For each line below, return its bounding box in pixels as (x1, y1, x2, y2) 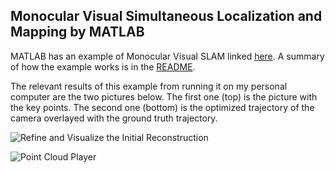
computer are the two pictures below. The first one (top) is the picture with (10, 90, 318, 103)
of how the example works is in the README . (10, 60, 196, 73)
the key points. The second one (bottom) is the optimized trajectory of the (10, 101, 315, 113)
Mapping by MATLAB (10, 24, 145, 41)
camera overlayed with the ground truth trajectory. (10, 112, 218, 124)
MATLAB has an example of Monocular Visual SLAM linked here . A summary (10, 50, 325, 62)
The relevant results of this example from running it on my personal (10, 80, 288, 92)
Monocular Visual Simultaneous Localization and (10, 8, 323, 25)
